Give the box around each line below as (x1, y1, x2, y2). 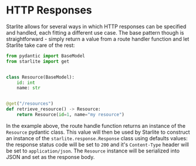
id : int (16, 80, 35, 86)
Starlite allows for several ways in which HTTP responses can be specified (6, 23, 187, 30)
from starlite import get (6, 58, 69, 65)
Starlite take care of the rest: (6, 42, 75, 49)
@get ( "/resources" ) (6, 101, 54, 107)
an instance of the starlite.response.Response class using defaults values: (6, 134, 188, 141)
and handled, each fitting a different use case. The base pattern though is (6, 29, 184, 36)
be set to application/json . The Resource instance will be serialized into (6, 147, 180, 154)
